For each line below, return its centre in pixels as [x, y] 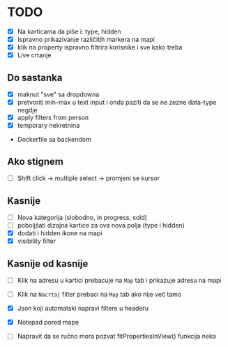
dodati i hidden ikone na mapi [60, 233]
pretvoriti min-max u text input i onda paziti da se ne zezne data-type [117, 103]
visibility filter [37, 241]
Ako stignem [36, 161]
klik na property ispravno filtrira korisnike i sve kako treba [100, 47]
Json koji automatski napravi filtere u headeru [83, 309]
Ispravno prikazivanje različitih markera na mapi [86, 39]
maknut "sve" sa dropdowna [58, 94]
